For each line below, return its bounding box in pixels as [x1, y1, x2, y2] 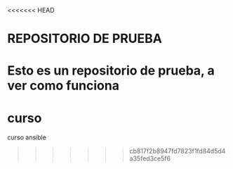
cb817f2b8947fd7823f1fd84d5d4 [129, 147, 226, 156]
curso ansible [7, 133, 47, 142]
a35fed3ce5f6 [129, 154, 171, 163]
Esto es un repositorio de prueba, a [7, 63, 215, 79]
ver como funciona [7, 77, 119, 94]
